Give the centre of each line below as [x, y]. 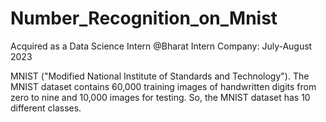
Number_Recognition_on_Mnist [144, 18]
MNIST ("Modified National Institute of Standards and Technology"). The [160, 76]
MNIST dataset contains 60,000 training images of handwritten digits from [163, 86]
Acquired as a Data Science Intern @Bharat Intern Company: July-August [161, 46]
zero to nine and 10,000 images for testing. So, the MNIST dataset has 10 [160, 97]
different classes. [46, 108]
